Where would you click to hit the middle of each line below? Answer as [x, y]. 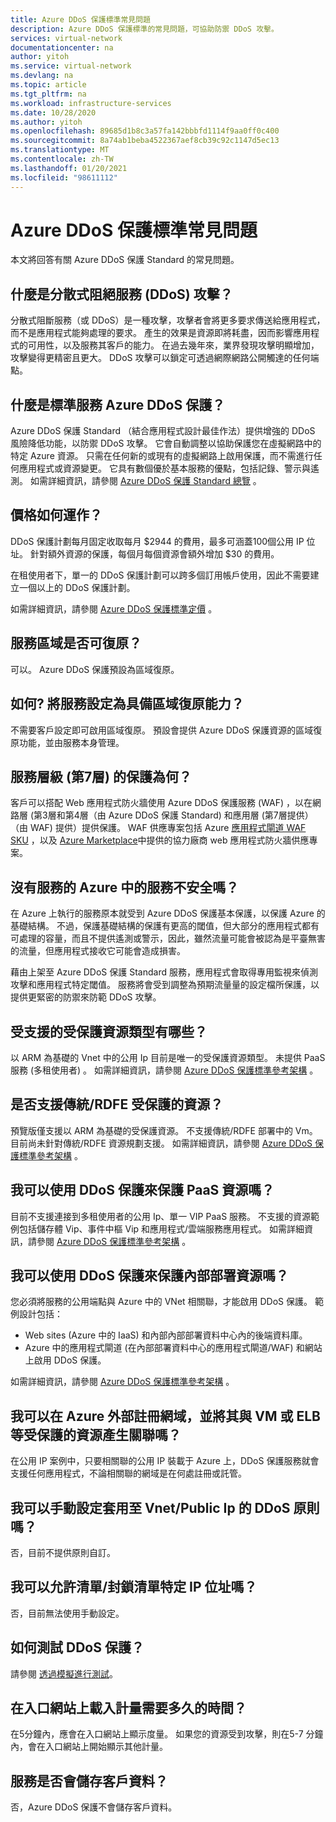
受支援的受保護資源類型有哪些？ [109, 1031]
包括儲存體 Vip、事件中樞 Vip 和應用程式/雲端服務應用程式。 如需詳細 [161, 1228]
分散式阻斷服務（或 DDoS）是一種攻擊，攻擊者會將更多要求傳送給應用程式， [168, 320]
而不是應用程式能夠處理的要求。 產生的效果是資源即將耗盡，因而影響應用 [160, 333]
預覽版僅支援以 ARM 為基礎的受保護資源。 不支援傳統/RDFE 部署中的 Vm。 [164, 1130]
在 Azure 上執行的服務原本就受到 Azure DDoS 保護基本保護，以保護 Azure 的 [168, 913]
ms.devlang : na [42, 76]
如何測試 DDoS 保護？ [77, 1647]
